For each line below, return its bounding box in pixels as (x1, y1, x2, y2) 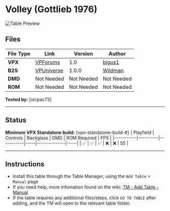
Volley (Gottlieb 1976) (5, 4, 98, 15)
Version (74, 50, 94, 57)
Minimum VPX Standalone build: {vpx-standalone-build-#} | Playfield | (5, 129, 154, 135)
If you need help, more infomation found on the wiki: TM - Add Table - (12, 184, 159, 190)
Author (108, 50, 126, 57)
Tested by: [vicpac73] (5, 96, 52, 102)
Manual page (12, 179, 39, 185)
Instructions (5, 160, 45, 168)
